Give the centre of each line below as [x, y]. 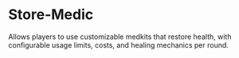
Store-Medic [51, 15]
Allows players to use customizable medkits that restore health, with [120, 37]
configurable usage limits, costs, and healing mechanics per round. [119, 44]
